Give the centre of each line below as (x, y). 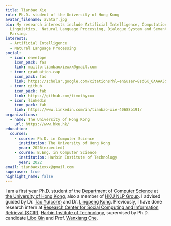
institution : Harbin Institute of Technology (68, 157)
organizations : (21, 115)
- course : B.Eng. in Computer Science (55, 153)
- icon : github (26, 86)
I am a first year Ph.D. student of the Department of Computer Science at (82, 191)
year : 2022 (30, 162)
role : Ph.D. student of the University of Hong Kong (62, 15)
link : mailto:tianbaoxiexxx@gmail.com (55, 67)
